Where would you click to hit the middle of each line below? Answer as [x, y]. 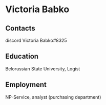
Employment [26, 85]
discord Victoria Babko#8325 [36, 40]
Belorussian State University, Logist [43, 69]
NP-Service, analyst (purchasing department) [53, 97]
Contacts [20, 28]
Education [22, 56]
